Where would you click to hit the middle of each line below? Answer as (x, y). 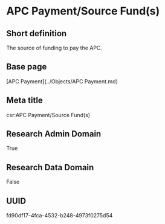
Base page (27, 67)
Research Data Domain (50, 167)
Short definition (37, 34)
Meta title (25, 101)
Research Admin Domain (54, 134)
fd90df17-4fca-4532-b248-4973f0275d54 (60, 216)
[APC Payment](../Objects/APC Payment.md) (62, 81)
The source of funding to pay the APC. (54, 48)
